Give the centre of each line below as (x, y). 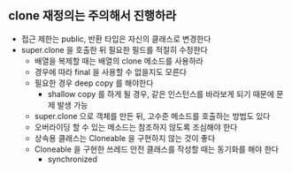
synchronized (73, 159)
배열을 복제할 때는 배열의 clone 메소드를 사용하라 (119, 61)
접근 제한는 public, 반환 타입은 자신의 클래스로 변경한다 (116, 39)
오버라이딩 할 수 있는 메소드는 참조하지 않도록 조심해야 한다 (136, 127)
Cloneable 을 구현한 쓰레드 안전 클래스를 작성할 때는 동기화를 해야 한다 (157, 149)
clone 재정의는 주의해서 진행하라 (92, 16)
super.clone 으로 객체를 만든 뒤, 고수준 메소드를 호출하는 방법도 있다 (152, 116)
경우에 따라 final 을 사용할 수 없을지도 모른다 (111, 71)
